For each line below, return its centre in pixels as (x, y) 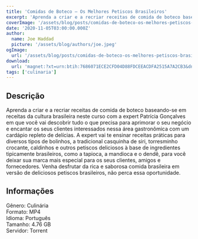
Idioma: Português (29, 218)
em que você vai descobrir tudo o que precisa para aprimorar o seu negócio (99, 123)
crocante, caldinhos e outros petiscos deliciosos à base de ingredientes (93, 148)
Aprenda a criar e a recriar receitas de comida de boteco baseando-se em (96, 110)
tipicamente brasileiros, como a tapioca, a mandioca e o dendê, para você (96, 154)
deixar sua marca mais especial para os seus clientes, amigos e (83, 161)
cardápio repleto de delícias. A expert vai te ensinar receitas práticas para (96, 135)
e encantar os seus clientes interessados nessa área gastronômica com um (98, 129)
